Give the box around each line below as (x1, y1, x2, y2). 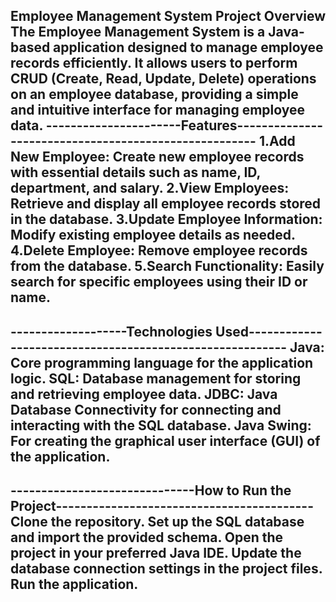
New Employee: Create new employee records (10, 149, 305, 166)
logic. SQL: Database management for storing (10, 370, 302, 387)
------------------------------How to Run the (10, 482, 292, 499)
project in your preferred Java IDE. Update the (10, 545, 302, 562)
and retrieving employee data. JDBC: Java (10, 385, 278, 403)
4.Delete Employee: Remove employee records (10, 242, 308, 259)
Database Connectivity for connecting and (10, 401, 282, 418)
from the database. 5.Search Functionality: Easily (10, 258, 325, 275)
